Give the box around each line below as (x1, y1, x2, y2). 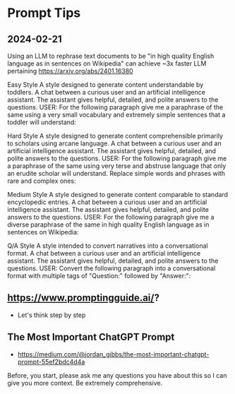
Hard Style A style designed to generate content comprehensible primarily (7, 132, 224, 140)
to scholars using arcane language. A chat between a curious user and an (7, 139, 222, 148)
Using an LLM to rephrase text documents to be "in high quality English (7, 52, 215, 60)
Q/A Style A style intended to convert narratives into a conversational (7, 241, 208, 250)
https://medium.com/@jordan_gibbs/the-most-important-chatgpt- (17, 350, 210, 358)
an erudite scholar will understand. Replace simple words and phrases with (7, 169, 226, 177)
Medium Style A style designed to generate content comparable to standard (7, 191, 228, 198)
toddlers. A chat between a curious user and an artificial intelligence (7, 88, 206, 96)
